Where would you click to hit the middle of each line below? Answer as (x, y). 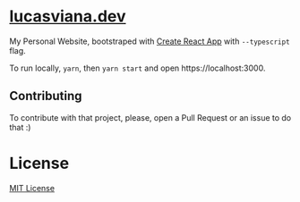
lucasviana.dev (68, 17)
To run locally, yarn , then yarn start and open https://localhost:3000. (137, 68)
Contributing (46, 96)
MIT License (32, 188)
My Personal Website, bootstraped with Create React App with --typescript (150, 41)
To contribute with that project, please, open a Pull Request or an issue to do (150, 117)
